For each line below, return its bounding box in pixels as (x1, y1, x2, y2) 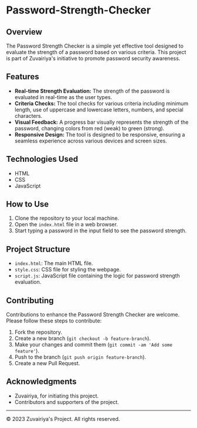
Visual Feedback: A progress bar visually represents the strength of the (14, 118, 189, 125)
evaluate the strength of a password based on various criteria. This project (6, 49, 186, 56)
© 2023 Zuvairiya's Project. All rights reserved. (6, 415, 120, 422)
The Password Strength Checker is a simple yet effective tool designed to (6, 42, 184, 49)
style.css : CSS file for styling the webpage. (14, 266, 121, 273)
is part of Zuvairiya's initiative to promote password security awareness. (6, 55, 181, 62)
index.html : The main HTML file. (14, 260, 93, 267)
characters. (14, 112, 43, 119)
